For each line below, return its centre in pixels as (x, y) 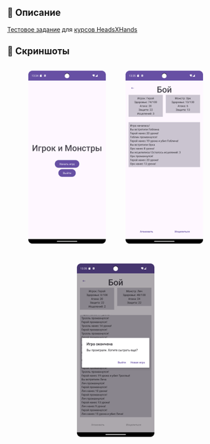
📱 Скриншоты (39, 52)
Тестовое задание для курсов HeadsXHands (72, 29)
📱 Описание (34, 13)
